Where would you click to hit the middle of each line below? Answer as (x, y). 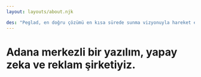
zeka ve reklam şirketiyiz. (71, 65)
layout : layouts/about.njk (40, 12)
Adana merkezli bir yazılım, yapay (92, 52)
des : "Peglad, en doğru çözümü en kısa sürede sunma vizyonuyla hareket (99, 22)
